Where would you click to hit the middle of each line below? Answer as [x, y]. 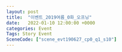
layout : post [23, 12]
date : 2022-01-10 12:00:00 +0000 [51, 23]
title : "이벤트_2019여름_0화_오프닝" [49, 17]
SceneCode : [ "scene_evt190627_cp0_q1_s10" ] [62, 39]
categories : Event [29, 28]
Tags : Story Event [29, 34]
